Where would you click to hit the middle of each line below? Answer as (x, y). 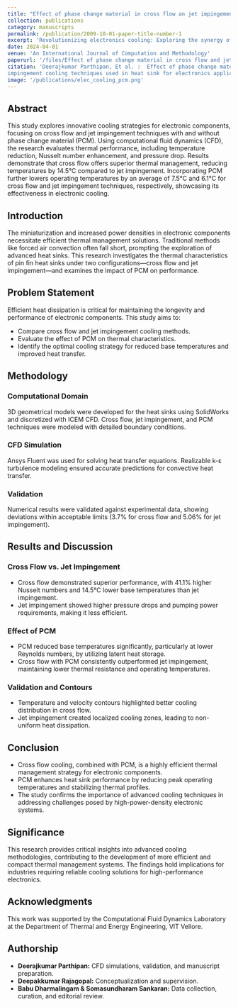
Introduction (35, 216)
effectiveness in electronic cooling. (58, 194)
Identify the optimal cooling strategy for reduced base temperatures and (123, 346)
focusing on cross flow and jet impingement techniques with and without (113, 133)
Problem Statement (51, 293)
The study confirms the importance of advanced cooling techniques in (120, 795)
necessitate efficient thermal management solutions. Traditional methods (114, 240)
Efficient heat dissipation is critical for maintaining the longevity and (106, 310)
